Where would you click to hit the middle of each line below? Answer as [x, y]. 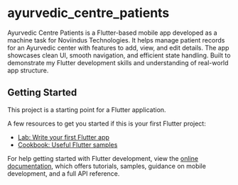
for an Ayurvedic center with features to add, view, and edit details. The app [118, 47]
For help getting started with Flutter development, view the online [103, 158]
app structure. [28, 70]
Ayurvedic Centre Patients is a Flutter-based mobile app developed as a [113, 33]
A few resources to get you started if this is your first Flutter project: [107, 123]
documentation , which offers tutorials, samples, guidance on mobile [107, 166]
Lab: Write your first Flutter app [64, 137]
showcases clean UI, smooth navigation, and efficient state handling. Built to [119, 55]
